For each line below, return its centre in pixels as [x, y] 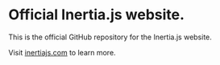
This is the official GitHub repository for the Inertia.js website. [110, 37]
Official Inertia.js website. [97, 15]
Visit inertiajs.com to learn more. [62, 52]
